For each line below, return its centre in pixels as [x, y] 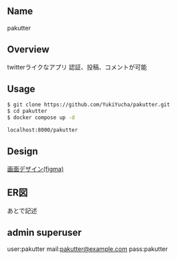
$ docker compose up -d [41, 118]
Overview [28, 50]
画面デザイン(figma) [35, 169]
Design [23, 152]
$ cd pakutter [27, 111]
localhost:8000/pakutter [43, 130]
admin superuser [45, 232]
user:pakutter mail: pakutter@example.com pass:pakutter [87, 249]
